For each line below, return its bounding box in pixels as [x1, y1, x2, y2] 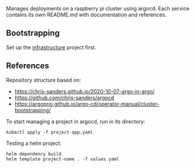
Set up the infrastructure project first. [6, 43, 96, 51]
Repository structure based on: [6, 76, 81, 83]
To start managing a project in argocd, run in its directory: [6, 117, 146, 125]
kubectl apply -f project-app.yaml [6, 129, 93, 135]
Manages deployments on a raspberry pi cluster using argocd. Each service [6, 5, 190, 12]
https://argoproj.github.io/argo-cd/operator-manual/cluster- [14, 100, 160, 107]
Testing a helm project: [6, 139, 62, 146]
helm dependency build [6, 151, 62, 157]
